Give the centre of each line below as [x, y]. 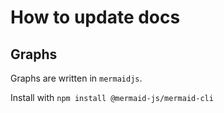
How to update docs [95, 17]
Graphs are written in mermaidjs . [76, 78]
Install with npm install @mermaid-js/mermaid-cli [112, 97]
